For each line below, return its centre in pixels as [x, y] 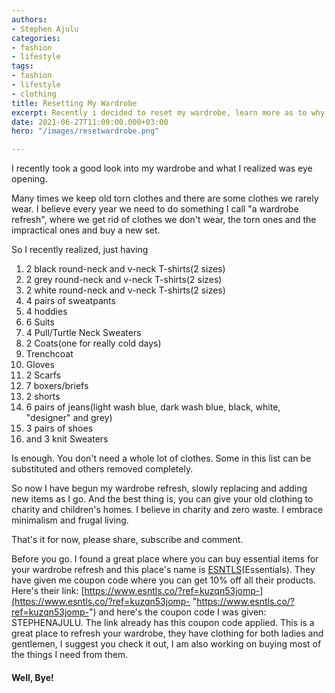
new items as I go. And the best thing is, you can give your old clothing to [162, 499]
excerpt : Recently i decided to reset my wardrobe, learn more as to [159, 112]
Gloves [40, 365]
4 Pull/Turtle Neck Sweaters [83, 333]
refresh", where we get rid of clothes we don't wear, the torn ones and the [164, 220]
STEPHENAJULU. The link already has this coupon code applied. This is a [163, 623]
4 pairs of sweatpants [70, 301]
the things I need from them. [70, 655]
